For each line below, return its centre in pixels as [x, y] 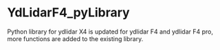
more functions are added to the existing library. [75, 38]
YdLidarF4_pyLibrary [68, 13]
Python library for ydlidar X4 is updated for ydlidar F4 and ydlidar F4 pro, [110, 32]
